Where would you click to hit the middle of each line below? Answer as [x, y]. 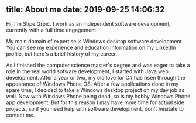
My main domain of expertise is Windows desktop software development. [95, 41]
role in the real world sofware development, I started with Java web [87, 71]
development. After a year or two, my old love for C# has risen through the [96, 77]
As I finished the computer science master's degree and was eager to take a [98, 65]
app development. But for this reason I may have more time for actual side [95, 102]
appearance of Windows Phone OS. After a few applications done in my [92, 84]
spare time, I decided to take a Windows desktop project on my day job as [95, 90]
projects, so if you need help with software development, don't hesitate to [95, 108]
